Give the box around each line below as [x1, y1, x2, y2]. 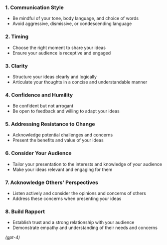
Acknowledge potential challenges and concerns [12, 132, 113, 138]
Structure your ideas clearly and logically [12, 73, 97, 79]
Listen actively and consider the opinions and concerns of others [12, 190, 146, 196]
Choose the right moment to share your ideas [12, 44, 106, 50]
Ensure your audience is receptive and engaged [12, 49, 111, 56]
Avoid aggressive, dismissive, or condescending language [12, 20, 132, 26]
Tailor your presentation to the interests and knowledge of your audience [12, 161, 163, 167]
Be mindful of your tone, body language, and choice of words [12, 15, 139, 21]
